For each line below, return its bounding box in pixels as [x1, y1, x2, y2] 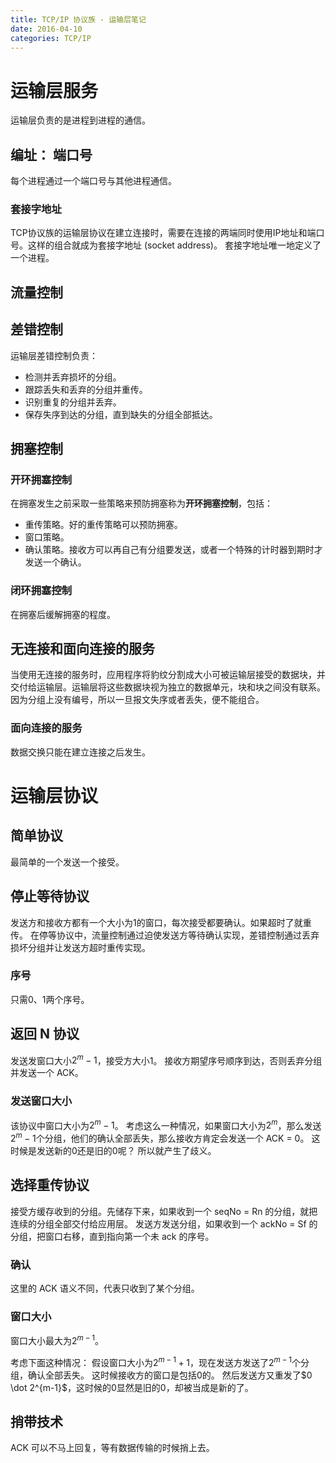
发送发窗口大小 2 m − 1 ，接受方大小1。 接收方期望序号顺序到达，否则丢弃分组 [10, 1052, 323, 1066]
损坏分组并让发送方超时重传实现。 [10, 941, 151, 953]
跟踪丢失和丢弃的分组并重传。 [24, 383, 148, 395]
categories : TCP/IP [10, 33, 92, 43]
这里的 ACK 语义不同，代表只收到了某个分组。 [10, 1282, 200, 1295]
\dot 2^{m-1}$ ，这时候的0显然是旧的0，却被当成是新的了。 [10, 1381, 254, 1393]
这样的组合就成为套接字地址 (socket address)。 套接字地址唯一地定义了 [27, 239, 322, 251]
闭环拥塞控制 [10, 584, 73, 598]
